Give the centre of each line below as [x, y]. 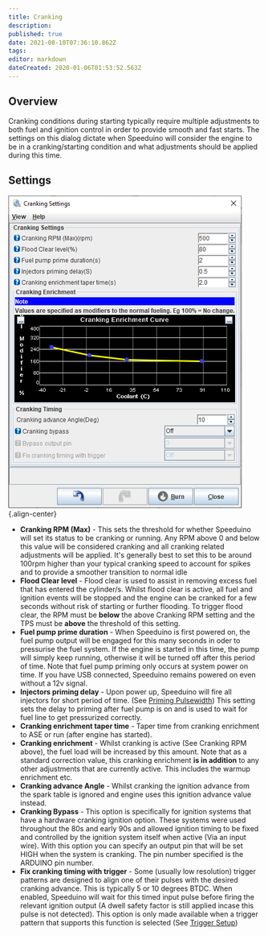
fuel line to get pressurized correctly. [81, 717]
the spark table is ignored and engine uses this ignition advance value [135, 794]
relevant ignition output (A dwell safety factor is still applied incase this [137, 905]
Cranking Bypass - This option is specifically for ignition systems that [135, 811]
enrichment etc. [46, 777]
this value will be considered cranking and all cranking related [122, 546]
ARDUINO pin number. [57, 863]
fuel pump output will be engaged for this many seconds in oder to [130, 640]
